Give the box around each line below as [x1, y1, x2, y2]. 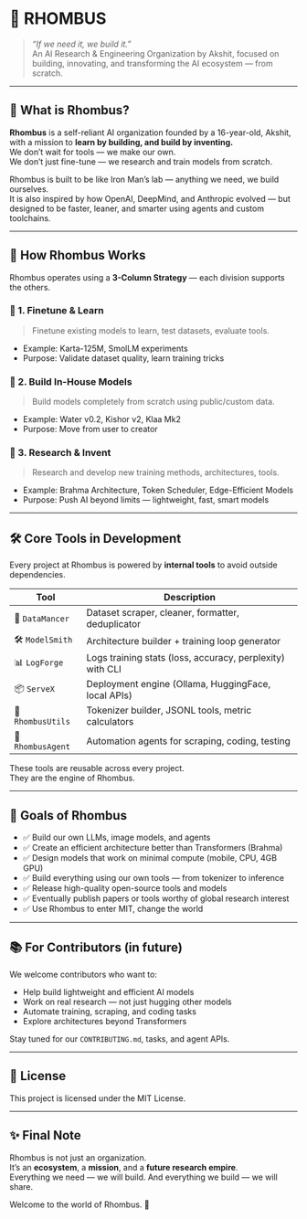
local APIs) [86, 689, 132, 702]
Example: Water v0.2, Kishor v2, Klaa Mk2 [22, 414, 181, 425]
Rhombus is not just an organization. [9, 1151, 147, 1163]
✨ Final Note [9, 1128, 82, 1143]
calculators [86, 715, 134, 728]
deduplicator [86, 618, 142, 631]
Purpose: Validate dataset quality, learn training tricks [22, 352, 225, 364]
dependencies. [9, 569, 66, 580]
